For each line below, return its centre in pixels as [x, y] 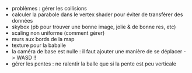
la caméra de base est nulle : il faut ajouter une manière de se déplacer [97, 51]
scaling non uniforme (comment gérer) [58, 33]
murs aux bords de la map [43, 39]
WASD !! [27, 58]
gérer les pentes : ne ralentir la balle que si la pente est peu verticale [94, 64]
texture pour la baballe [39, 45]
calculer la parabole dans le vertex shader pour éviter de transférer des [97, 14]
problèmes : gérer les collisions [49, 8]
